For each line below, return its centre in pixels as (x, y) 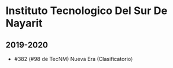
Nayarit (24, 23)
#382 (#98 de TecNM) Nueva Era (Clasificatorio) (73, 59)
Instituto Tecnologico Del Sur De (86, 11)
